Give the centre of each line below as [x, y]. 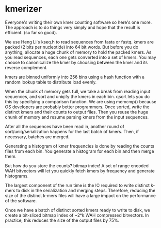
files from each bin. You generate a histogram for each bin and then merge [80, 151]
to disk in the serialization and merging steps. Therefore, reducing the [86, 190]
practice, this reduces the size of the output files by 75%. [62, 220]
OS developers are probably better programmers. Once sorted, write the [77, 107]
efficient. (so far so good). [31, 32]
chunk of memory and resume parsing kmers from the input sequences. [77, 117]
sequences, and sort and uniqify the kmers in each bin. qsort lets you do [78, 96]
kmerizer [24, 9]
